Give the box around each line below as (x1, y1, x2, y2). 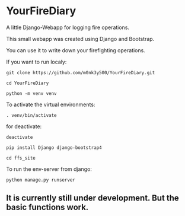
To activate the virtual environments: (6, 101, 95, 108)
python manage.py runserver (6, 177, 76, 183)
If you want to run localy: (6, 58, 67, 65)
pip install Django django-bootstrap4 (6, 144, 102, 151)
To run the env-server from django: (6, 165, 92, 173)
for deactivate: (6, 123, 42, 130)
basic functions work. (6, 202, 89, 212)
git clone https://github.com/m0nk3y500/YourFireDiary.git (6, 69, 155, 75)
